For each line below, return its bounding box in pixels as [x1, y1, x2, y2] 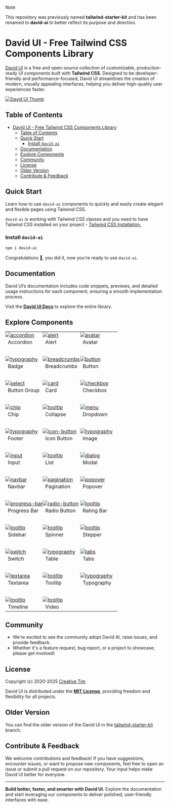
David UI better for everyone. [5, 771, 66, 777]
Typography [82, 580, 112, 587]
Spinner [45, 531, 64, 539]
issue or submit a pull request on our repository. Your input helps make [5, 766, 153, 772]
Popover [82, 483, 103, 490]
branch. [5, 727, 22, 733]
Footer [8, 435, 24, 442]
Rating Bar [82, 507, 107, 514]
